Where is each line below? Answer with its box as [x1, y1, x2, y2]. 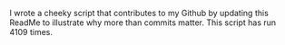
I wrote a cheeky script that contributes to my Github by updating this [9, 8, 270, 18]
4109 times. [9, 27, 53, 37]
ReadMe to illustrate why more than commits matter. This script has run [9, 17, 277, 28]
